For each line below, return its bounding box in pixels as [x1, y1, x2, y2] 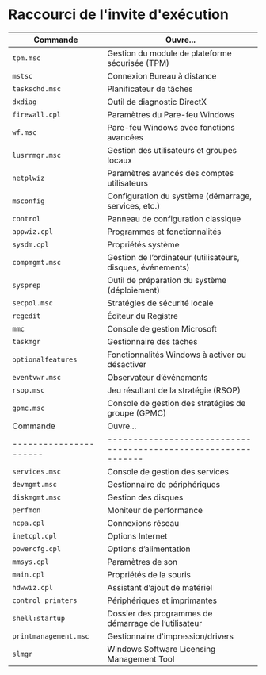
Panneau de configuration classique [107, 213, 241, 224]
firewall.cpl [12, 109, 62, 119]
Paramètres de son [107, 556, 178, 567]
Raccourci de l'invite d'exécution [8, 6, 230, 24]
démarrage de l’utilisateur [107, 617, 203, 628]
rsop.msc [12, 385, 45, 394]
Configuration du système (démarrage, [107, 190, 252, 201]
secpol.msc [12, 298, 53, 307]
